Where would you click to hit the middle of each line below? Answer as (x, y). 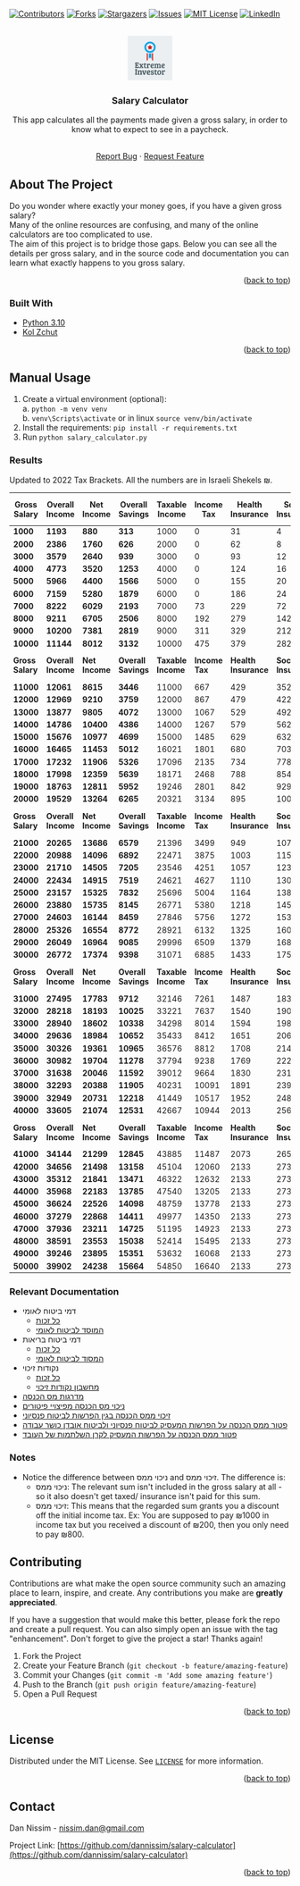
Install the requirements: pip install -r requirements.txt (130, 428)
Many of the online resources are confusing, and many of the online (134, 225)
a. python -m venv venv (65, 409)
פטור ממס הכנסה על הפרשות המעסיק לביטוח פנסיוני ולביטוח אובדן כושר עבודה (155, 1425)
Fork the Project (52, 1656)
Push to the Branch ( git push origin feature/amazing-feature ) (139, 1685)
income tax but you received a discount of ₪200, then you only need (162, 1524)
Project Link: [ (35, 1846)
